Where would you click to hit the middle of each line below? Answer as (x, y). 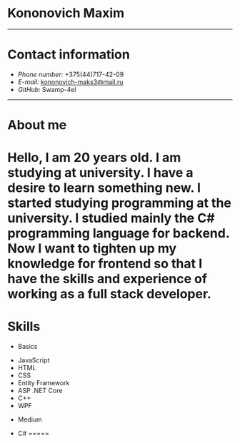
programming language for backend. (119, 234)
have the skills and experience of (107, 279)
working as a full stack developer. (110, 294)
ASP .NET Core (40, 391)
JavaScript (34, 360)
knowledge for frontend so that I (105, 264)
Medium (30, 419)
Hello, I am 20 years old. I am (94, 158)
